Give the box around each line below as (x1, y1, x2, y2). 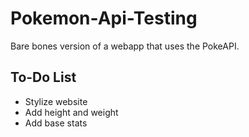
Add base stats (24, 117, 88, 129)
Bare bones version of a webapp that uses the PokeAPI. (10, 40, 240, 52)
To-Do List (10, 69, 77, 86)
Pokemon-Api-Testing (10, 7, 198, 30)
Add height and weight (24, 106, 119, 118)
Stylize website (24, 95, 88, 107)
